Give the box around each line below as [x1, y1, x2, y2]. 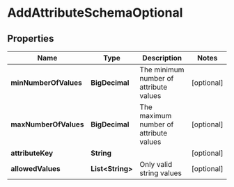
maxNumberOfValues [10, 120, 84, 129]
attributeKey [10, 148, 54, 158]
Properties [7, 33, 54, 44]
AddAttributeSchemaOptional [7, 5, 183, 21]
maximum [139, 111, 172, 120]
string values [139, 168, 182, 178]
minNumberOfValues [10, 78, 82, 88]
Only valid [139, 160, 173, 169]
